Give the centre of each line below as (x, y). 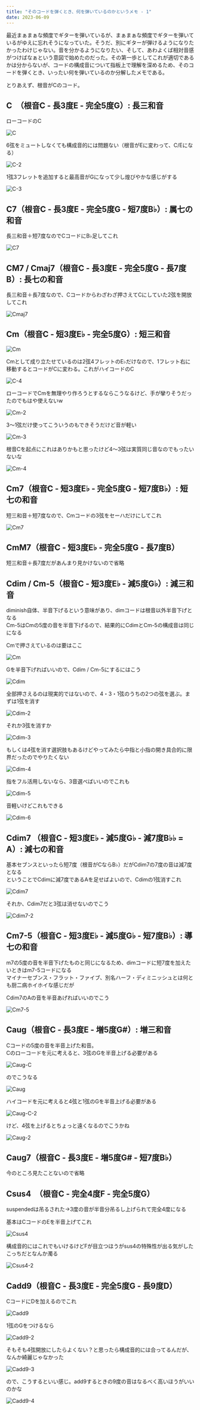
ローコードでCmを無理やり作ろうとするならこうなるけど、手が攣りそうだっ (99, 393)
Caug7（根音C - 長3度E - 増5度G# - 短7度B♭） (91, 1158)
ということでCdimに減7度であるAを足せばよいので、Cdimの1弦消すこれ (94, 880)
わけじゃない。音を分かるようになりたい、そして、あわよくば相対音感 (108, 50)
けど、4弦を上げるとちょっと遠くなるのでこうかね (68, 1125)
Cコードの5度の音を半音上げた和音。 (52, 1045)
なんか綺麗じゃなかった (35, 1357)
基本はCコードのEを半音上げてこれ (49, 1222)
